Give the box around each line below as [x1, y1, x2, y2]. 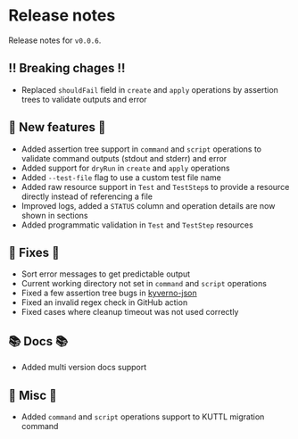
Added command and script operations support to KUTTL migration [21, 411, 265, 422]
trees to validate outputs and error [21, 94, 148, 104]
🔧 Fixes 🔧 [8, 244, 60, 260]
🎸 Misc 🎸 [8, 387, 57, 402]
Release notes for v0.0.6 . [8, 35, 102, 46]
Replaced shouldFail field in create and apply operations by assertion [21, 84, 278, 95]
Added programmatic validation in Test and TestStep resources [21, 219, 253, 230]
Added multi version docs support [21, 362, 147, 373]
